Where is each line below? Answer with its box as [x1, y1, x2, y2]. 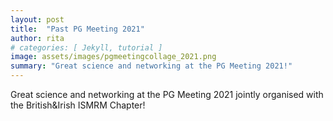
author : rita [10, 33, 65, 43]
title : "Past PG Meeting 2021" [10, 24, 145, 34]
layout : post [10, 14, 65, 25]
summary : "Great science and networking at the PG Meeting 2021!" [10, 61, 293, 71]
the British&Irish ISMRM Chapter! [10, 99, 146, 111]
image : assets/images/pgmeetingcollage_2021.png [10, 52, 217, 62]
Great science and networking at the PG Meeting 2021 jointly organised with [10, 89, 324, 100]
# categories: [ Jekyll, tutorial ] [10, 42, 163, 53]
